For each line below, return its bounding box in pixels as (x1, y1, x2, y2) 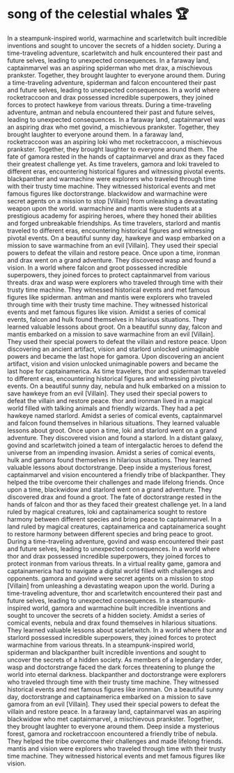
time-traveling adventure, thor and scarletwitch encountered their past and (7, 588, 222, 597)
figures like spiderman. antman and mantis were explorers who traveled (7, 292, 213, 301)
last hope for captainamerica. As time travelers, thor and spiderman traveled (7, 367, 226, 375)
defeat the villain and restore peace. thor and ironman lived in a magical (7, 396, 213, 405)
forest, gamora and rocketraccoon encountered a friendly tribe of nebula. (7, 729, 218, 737)
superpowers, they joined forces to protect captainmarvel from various (7, 270, 210, 279)
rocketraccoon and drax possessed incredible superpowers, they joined (7, 93, 214, 102)
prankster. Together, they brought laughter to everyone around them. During (7, 71, 226, 79)
